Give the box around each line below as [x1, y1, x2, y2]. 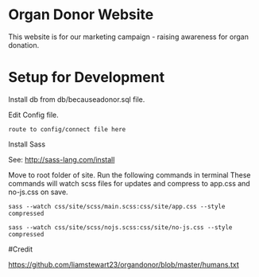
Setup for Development [8, 68, 165, 87]
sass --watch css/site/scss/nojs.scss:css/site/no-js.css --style [8, 223, 233, 232]
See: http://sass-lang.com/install [8, 154, 115, 164]
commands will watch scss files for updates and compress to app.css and [8, 178, 250, 188]
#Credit [8, 244, 33, 254]
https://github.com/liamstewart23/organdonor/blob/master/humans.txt [8, 259, 240, 269]
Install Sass [8, 139, 46, 149]
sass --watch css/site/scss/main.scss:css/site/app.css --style [8, 202, 226, 210]
